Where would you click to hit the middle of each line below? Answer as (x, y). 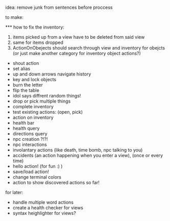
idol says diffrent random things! (47, 96)
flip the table (26, 90)
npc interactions (30, 144)
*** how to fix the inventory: (35, 27)
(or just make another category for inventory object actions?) (77, 53)
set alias (21, 69)
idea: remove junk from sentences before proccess (59, 7)
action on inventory (33, 117)
